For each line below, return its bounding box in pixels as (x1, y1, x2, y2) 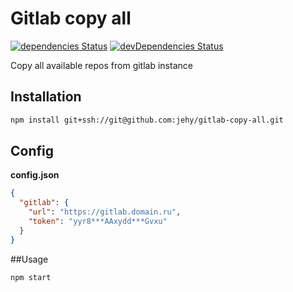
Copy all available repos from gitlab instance (10, 59, 193, 71)
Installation (10, 88, 82, 106)
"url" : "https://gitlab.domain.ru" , (28, 207, 182, 217)
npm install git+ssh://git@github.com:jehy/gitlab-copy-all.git (10, 115, 284, 125)
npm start (10, 272, 52, 282)
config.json (10, 169, 60, 181)
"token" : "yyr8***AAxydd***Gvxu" (28, 217, 168, 227)
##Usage (10, 253, 49, 265)
